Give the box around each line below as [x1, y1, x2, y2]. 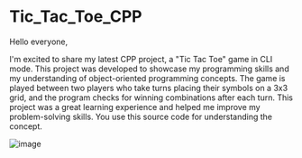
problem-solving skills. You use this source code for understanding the [9, 111, 273, 122]
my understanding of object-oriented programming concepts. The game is [9, 72, 286, 83]
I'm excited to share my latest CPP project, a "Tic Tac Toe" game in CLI [9, 53, 273, 64]
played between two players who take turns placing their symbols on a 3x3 [9, 82, 288, 93]
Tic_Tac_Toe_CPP [9, 6, 142, 27]
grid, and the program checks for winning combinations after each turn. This [9, 92, 294, 103]
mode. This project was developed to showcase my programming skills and [9, 63, 290, 74]
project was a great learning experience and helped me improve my [9, 101, 261, 112]
